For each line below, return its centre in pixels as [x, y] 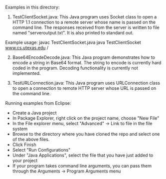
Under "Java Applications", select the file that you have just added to [83, 155]
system [20, 129]
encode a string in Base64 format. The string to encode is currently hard [87, 63]
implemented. [26, 73]
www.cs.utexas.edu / [27, 48]
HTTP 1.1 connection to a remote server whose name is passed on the [84, 22]
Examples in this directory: [32, 7]
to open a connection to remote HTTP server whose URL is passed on [84, 88]
